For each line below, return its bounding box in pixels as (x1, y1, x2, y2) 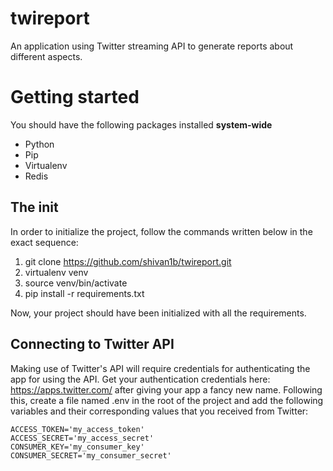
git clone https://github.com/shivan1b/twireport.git (24, 255, 232, 267)
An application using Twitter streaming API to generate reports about (10, 40, 294, 52)
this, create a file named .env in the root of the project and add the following (10, 394, 324, 406)
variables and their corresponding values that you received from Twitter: (10, 405, 309, 417)
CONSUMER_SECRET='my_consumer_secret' (10, 450, 172, 461)
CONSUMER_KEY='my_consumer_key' (10, 442, 145, 452)
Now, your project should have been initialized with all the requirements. (10, 307, 307, 319)
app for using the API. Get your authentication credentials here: (10, 373, 271, 385)
